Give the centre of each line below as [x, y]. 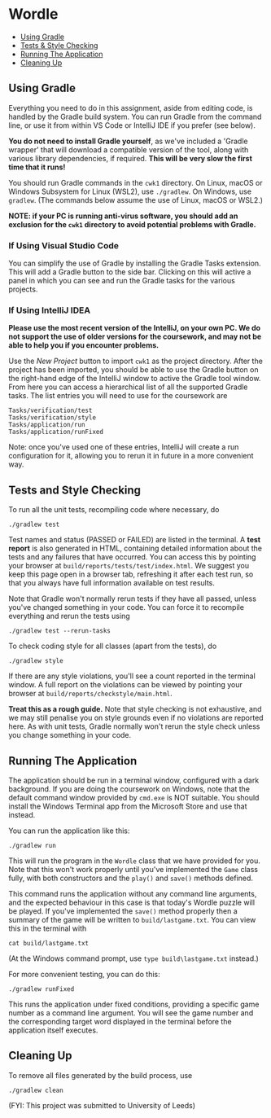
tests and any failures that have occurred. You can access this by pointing [132, 557]
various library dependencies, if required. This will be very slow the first [130, 158]
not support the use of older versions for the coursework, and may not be [135, 337]
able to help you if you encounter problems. [84, 345]
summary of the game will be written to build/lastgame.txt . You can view [132, 919]
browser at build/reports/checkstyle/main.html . [90, 694]
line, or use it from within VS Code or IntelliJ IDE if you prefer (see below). [132, 125]
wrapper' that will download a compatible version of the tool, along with [129, 149]
